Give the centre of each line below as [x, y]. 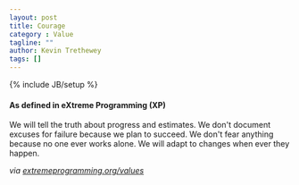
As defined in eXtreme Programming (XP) [88, 105]
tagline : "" [31, 42]
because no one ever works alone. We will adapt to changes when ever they [149, 144]
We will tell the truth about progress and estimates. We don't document [140, 125]
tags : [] [25, 59]
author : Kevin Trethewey [55, 51]
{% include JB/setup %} [54, 84]
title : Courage [37, 26]
